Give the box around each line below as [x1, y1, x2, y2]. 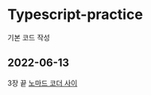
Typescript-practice [7, 6, 144, 24]
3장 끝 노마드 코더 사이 [7, 78, 78, 88]
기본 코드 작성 [7, 32, 51, 42]
